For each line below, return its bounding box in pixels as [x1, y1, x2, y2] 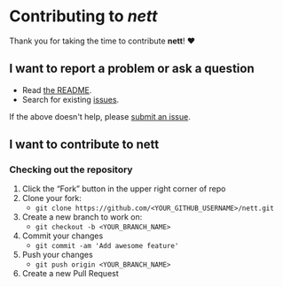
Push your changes [21, 250, 93, 260]
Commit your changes [21, 230, 104, 241]
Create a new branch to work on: [21, 212, 143, 222]
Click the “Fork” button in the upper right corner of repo [21, 183, 226, 194]
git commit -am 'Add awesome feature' [35, 242, 179, 251]
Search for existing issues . [21, 94, 120, 105]
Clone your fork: [21, 193, 83, 204]
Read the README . [21, 84, 92, 95]
